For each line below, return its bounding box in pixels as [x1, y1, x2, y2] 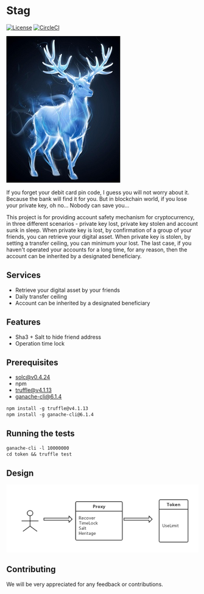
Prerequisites [6, 357, 58, 368]
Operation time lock [15, 339, 65, 347]
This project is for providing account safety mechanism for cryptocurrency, [6, 213, 195, 220]
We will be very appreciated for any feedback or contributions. [6, 581, 163, 588]
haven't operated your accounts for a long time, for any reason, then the [6, 245, 188, 253]
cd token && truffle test [6, 451, 72, 458]
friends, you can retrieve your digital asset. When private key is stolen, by [6, 233, 191, 240]
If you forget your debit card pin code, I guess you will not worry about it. [6, 189, 190, 196]
